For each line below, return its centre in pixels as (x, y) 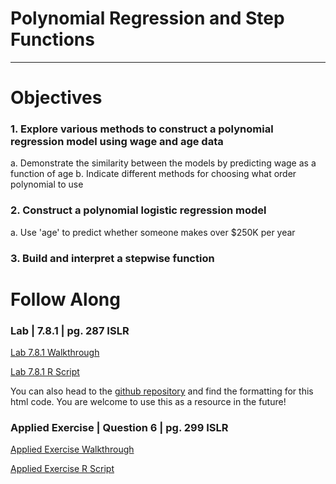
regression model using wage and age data (117, 142)
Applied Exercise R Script (62, 469)
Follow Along (65, 299)
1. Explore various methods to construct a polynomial (142, 129)
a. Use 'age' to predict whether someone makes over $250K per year (153, 232)
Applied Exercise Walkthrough (72, 449)
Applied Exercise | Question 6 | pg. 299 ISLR (119, 428)
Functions (52, 39)
